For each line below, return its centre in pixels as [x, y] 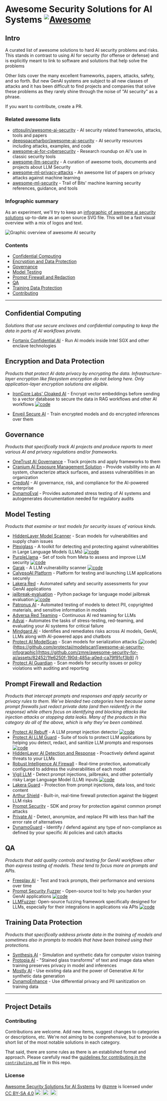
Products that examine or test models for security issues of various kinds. [81, 526]
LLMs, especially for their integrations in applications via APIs [75, 907]
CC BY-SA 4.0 [20, 1093]
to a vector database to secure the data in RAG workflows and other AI [84, 399]
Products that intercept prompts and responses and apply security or [76, 696]
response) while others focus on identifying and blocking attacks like [76, 712]
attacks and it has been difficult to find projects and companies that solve [80, 86]
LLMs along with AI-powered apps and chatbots [61, 636]
